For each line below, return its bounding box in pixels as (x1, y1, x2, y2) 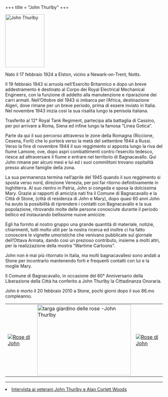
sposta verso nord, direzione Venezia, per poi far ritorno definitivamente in (5, 180, 158, 185)
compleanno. (5, 293, 32, 299)
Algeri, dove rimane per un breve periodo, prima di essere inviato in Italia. (5, 102, 156, 108)
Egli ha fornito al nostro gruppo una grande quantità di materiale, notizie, (5, 221, 154, 227)
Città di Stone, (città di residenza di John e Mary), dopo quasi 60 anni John (5, 196, 160, 201)
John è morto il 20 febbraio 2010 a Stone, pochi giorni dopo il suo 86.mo (5, 288, 154, 294)
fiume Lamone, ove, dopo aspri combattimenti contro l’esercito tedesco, (5, 149, 153, 155)
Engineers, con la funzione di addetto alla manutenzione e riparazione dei (5, 92, 157, 97)
